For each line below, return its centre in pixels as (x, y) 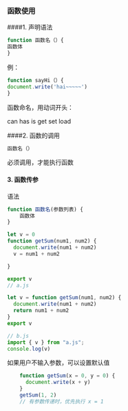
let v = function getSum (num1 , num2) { (64, 298)
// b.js (18, 336)
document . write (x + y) (58, 382)
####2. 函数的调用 (33, 135)
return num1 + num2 (41, 311)
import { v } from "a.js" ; (46, 342)
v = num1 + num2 (36, 254)
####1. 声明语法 (30, 27)
